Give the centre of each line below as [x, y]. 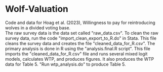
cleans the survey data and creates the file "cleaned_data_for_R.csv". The [80, 43]
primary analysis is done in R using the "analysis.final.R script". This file [78, 48]
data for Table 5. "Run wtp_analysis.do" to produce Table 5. [65, 64]
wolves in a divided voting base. [38, 27]
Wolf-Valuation [37, 9]
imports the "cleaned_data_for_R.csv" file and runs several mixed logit [76, 54]
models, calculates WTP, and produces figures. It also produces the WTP [80, 59]
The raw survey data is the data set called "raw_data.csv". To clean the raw [82, 33]
